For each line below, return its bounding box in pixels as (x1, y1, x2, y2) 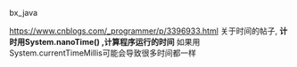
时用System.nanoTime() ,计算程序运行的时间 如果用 (9, 37, 201, 47)
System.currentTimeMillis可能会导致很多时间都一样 (9, 48, 196, 58)
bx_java (9, 8, 38, 18)
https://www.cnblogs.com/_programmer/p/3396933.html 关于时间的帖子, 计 (9, 26, 288, 36)
